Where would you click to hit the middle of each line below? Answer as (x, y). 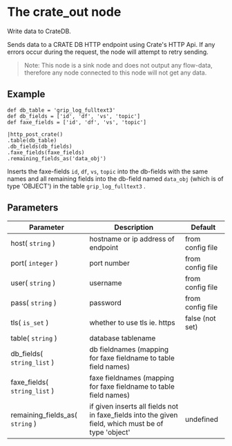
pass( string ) (34, 302)
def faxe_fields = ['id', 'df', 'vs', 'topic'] (77, 122)
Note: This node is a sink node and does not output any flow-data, (118, 65)
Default (203, 227)
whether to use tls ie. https (132, 322)
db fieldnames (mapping (129, 349)
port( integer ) (35, 263)
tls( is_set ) (30, 322)
